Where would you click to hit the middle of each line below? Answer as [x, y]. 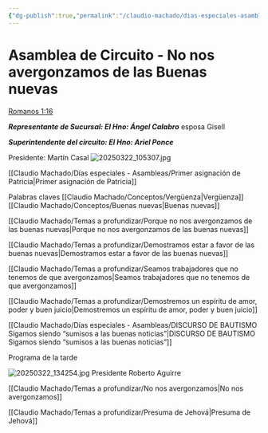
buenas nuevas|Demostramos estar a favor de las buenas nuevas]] [118, 253]
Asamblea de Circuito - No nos [112, 55]
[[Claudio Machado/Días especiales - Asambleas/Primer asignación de [124, 173]
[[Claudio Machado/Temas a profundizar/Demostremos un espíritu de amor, [133, 301]
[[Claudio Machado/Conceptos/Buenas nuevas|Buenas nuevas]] [114, 205]
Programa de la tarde [43, 357]
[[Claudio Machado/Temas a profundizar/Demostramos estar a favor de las [132, 245]
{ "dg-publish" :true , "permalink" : [64, 16]
